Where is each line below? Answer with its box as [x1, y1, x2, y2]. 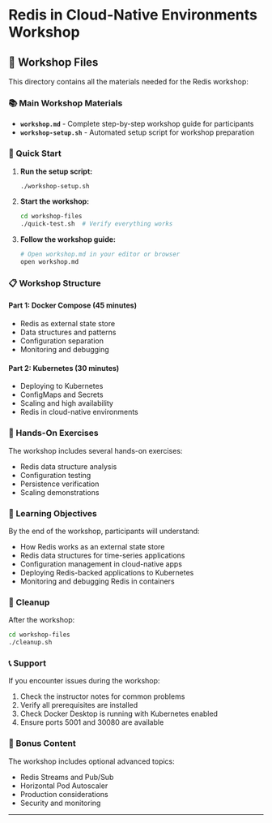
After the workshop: [8, 615, 75, 625]
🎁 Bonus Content [8, 738, 76, 749]
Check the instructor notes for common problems [19, 692, 185, 701]
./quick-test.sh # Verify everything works [19, 220, 173, 228]
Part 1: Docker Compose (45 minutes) [8, 300, 138, 310]
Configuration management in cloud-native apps [19, 558, 182, 569]
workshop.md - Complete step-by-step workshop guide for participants [19, 119, 254, 129]
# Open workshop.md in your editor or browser [19, 250, 181, 259]
